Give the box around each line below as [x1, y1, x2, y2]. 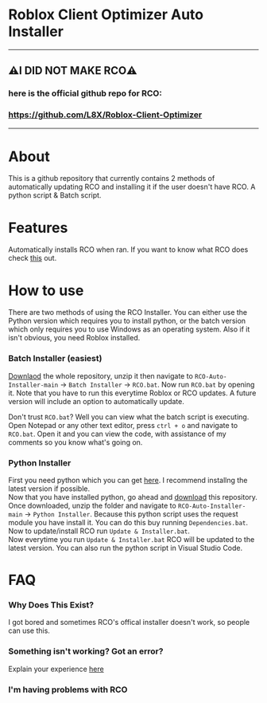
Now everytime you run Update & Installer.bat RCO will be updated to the [8, 534, 255, 544]
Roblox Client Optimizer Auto [8, 6, 204, 24]
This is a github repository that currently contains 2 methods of [8, 174, 215, 183]
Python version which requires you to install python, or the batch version [8, 316, 246, 326]
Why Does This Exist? [8, 599, 94, 611]
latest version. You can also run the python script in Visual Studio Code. [8, 543, 243, 552]
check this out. [8, 253, 57, 263]
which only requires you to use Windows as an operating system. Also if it [8, 324, 250, 334]
